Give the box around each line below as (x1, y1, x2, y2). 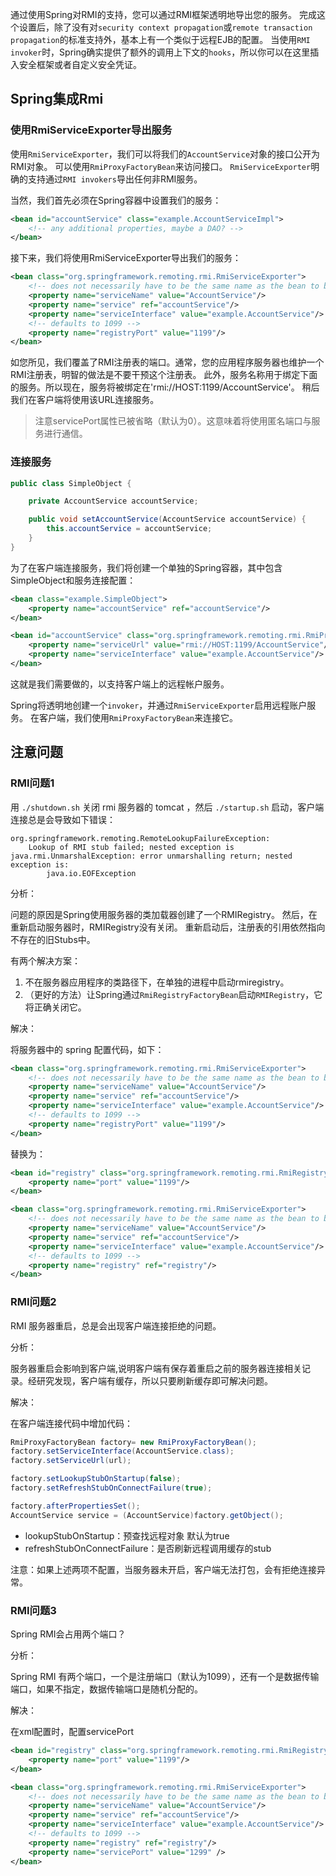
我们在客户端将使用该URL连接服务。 (10, 394, 160, 406)
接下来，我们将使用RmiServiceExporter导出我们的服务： (10, 252, 242, 264)
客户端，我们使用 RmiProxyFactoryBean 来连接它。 (38, 711, 238, 723)
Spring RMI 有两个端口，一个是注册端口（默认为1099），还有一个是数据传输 (10, 1671, 320, 1683)
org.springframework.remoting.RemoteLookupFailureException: (10, 833, 271, 843)
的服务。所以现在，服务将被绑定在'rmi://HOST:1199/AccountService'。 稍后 (10, 381, 320, 393)
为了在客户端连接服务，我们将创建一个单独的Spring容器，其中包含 (10, 561, 283, 573)
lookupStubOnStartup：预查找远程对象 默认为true (24, 1529, 230, 1542)
